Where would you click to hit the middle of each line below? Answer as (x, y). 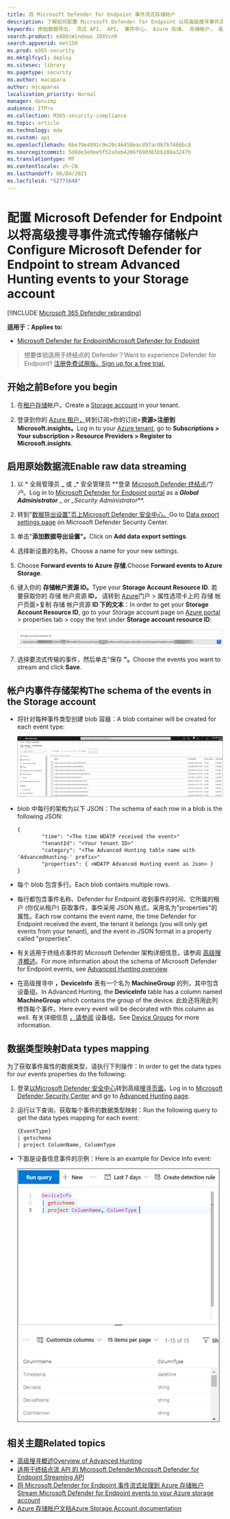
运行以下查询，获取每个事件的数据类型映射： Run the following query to (117, 1110)
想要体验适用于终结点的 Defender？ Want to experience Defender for (120, 355)
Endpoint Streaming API (50, 1477)
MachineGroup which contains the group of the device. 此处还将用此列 (117, 1000)
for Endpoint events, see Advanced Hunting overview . (93, 969)
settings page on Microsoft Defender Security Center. (93, 522)
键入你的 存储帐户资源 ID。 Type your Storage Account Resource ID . (113, 587)
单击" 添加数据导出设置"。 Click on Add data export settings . (102, 537)
